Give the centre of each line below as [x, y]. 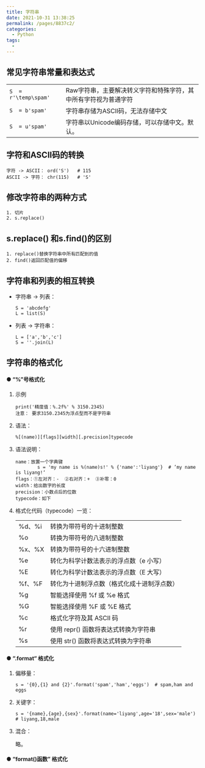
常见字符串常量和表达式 [50, 72]
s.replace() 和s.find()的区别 [59, 238]
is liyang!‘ [30, 473]
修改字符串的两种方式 [46, 197]
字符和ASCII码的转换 [45, 155]
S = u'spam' [28, 126]
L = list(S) [30, 313]
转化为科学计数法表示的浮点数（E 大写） [108, 572]
